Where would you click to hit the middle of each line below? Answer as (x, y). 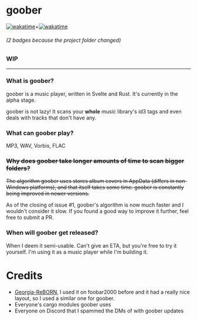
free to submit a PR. (30, 218)
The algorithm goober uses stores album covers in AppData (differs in (90, 181)
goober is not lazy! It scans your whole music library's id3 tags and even (94, 111)
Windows (18, 187)
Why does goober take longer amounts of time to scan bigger (95, 161)
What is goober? (30, 81)
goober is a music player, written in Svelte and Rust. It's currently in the (92, 94)
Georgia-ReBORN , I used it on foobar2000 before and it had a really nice (102, 292)
